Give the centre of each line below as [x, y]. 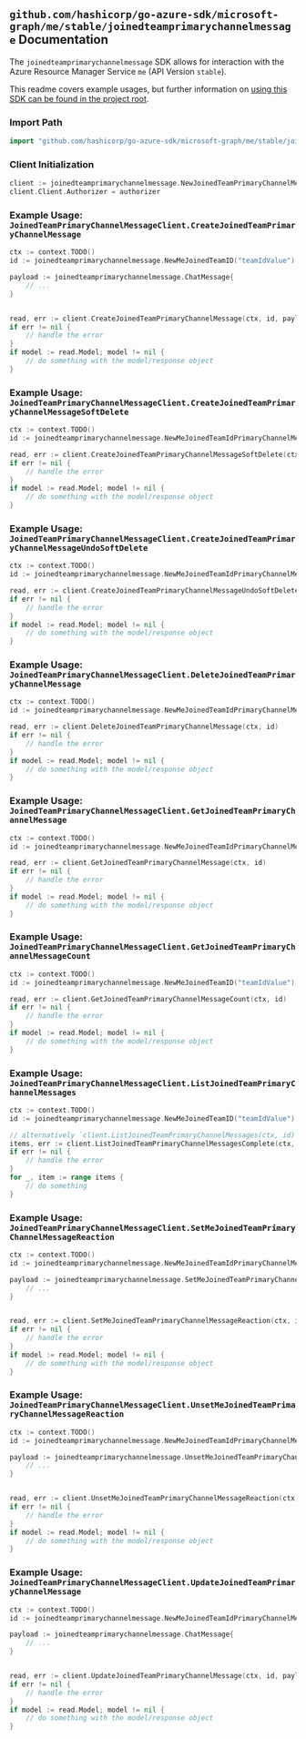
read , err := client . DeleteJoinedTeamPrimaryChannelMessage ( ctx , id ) [144, 727]
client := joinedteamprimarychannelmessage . [95, 183]
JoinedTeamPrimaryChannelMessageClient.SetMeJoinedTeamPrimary [153, 1228]
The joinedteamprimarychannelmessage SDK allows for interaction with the [147, 61]
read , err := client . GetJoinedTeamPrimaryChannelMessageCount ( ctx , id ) [148, 999]
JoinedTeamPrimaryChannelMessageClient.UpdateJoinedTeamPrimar [153, 1583]
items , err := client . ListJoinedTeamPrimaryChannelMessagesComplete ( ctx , [153, 1144]
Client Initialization [52, 164]
